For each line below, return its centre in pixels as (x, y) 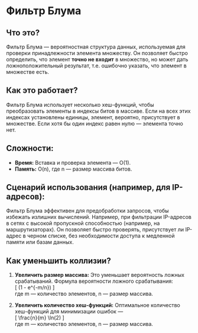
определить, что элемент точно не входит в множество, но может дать (97, 59)
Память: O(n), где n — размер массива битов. (73, 169)
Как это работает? (42, 91)
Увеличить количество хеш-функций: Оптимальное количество (97, 305)
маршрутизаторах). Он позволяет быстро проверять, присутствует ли (95, 230)
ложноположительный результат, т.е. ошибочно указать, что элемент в (97, 66)
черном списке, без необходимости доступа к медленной (101, 236)
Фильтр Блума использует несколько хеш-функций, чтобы (80, 105)
